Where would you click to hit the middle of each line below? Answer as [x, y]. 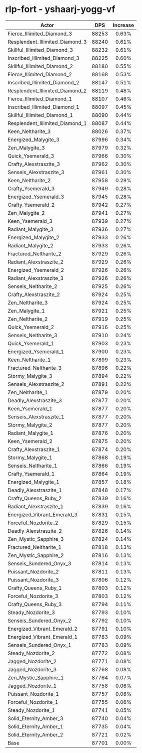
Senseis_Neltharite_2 [32, 286]
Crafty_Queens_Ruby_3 [35, 604]
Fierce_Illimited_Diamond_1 [40, 99]
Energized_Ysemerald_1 [36, 351]
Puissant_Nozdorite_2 [33, 571]
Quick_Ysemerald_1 [31, 343]
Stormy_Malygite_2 [30, 425]
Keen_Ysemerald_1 [30, 408]
